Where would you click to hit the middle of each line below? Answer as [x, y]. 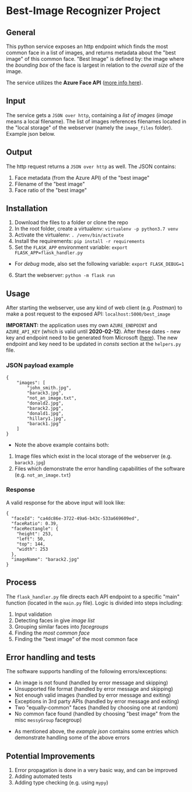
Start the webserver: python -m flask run [65, 275]
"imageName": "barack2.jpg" [46, 559]
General [21, 32]
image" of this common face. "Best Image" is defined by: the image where [95, 59]
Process [21, 583]
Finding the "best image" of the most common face [76, 639]
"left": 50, [31, 539]
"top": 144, [31, 544]
